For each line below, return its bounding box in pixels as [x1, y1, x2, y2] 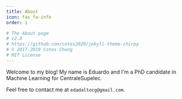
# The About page [6, 30, 49, 36]
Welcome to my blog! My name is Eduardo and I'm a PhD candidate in [6, 68, 177, 75]
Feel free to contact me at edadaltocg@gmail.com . [6, 86, 126, 93]
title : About [6, 8, 39, 15]
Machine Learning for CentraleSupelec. [6, 74, 103, 81]
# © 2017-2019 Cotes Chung [6, 47, 73, 53]
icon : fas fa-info [6, 14, 52, 20]
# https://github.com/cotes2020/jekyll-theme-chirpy [6, 41, 139, 47]
